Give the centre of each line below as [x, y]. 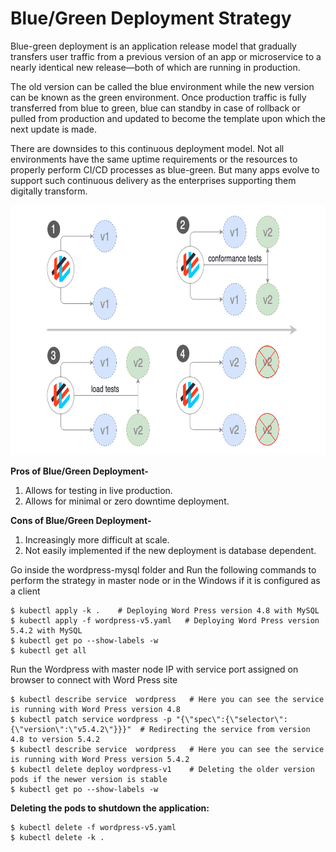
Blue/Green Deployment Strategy [151, 18]
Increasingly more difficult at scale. [97, 539]
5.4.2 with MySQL [46, 630]
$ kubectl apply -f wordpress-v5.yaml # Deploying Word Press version [165, 620]
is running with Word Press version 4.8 [96, 709]
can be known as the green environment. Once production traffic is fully [158, 97]
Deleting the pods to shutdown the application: [110, 808]
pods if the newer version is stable [89, 779]
